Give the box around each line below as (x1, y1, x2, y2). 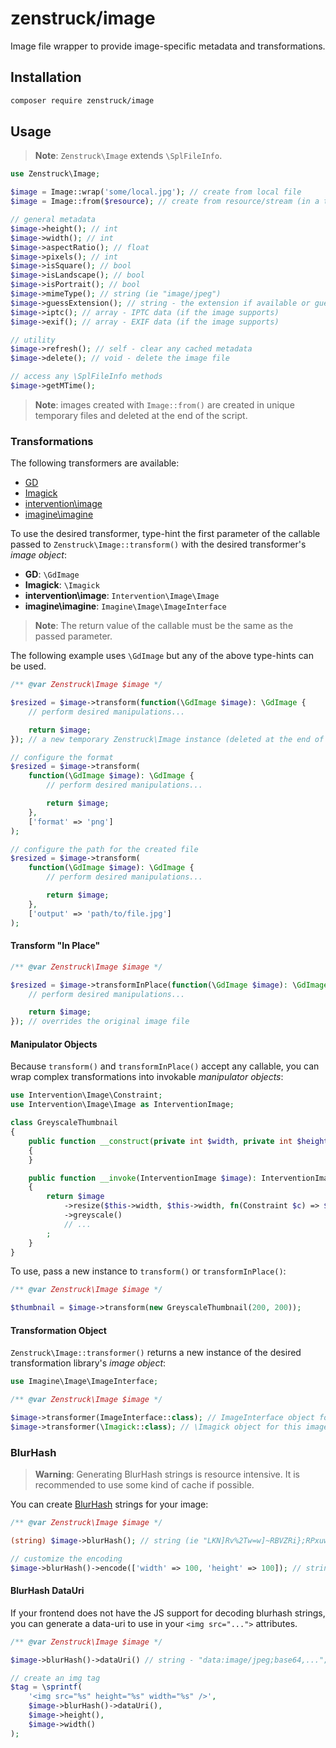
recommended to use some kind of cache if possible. (34, 1479, 255, 1491)
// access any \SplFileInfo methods (10, 372, 163, 382)
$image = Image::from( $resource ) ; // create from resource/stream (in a (10, 197, 320, 207)
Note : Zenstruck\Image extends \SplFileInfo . (34, 150, 223, 162)
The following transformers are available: (10, 457, 180, 469)
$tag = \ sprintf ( (10, 1682, 83, 1692)
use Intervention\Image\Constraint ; (10, 1090, 163, 1101)
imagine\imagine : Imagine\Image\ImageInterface (24, 600, 227, 612)
